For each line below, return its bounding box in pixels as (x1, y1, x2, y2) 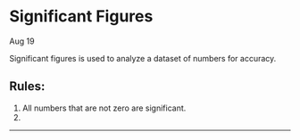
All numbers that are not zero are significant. (21, 103, 187, 113)
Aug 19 (9, 36, 35, 46)
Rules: (9, 78, 46, 95)
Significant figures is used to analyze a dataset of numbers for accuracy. (9, 53, 277, 63)
